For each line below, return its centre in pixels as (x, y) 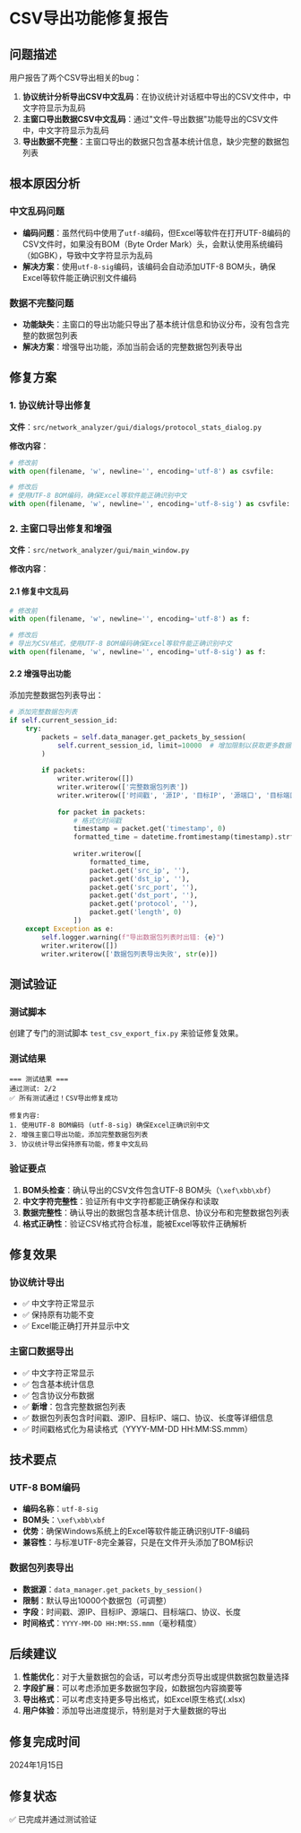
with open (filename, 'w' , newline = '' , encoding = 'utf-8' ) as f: (130, 619)
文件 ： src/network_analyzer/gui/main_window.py (99, 550)
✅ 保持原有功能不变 (58, 1314)
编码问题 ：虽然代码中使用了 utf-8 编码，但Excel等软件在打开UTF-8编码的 (156, 232)
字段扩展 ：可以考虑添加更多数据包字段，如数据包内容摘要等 (132, 1689)
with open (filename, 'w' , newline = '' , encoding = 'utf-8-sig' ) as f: (138, 652)
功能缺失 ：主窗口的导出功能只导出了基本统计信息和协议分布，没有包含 (152, 324)
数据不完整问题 (42, 303)
